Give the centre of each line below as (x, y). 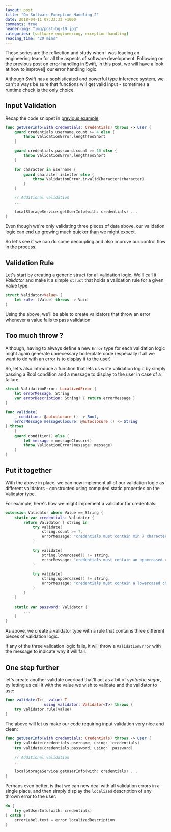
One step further (32, 667)
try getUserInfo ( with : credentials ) (53, 811)
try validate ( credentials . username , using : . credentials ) (77, 743)
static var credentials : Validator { (54, 518)
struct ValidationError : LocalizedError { (51, 389)
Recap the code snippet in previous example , (53, 118)
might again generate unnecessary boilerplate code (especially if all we (80, 353)
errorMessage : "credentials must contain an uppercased (102, 560)
